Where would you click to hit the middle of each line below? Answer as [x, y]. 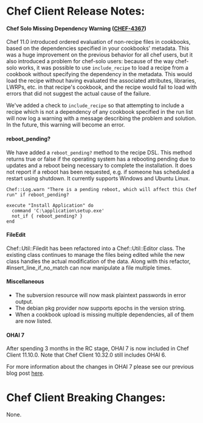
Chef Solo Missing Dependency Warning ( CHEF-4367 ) [77, 28]
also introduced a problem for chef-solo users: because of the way [90, 61]
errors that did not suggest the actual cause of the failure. [78, 94]
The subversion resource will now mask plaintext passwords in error [101, 295]
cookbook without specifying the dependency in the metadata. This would [99, 74]
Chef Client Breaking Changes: [86, 398]
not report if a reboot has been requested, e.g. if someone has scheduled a [100, 172]
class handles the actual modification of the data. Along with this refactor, [98, 261]
